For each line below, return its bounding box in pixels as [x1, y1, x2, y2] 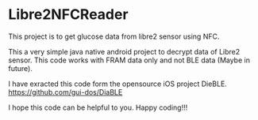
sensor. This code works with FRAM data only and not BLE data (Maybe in [8, 55, 250, 65]
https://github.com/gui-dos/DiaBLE [8, 87, 123, 96]
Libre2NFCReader [8, 6, 129, 24]
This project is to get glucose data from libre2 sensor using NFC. [8, 32, 220, 41]
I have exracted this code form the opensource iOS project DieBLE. [8, 79, 228, 88]
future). [8, 63, 33, 73]
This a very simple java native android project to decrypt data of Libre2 [8, 47, 241, 56]
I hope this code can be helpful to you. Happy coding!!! [8, 103, 188, 112]
